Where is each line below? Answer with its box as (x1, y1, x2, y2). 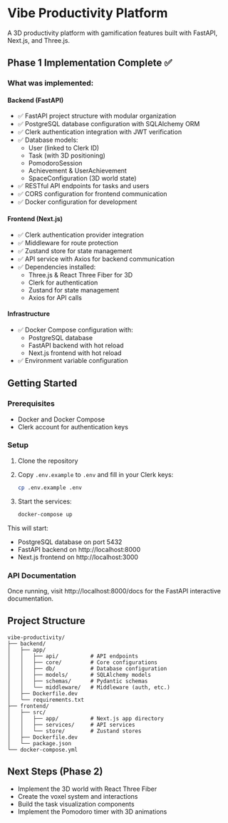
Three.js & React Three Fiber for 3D (28, 270, 133, 279)
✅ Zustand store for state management (17, 246, 133, 255)
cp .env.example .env (17, 484, 82, 491)
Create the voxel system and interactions (17, 792, 138, 800)
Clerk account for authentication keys (17, 422, 128, 431)
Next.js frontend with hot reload (28, 348, 122, 357)
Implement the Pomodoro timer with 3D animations (17, 807, 167, 816)
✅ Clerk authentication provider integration (17, 230, 144, 239)
